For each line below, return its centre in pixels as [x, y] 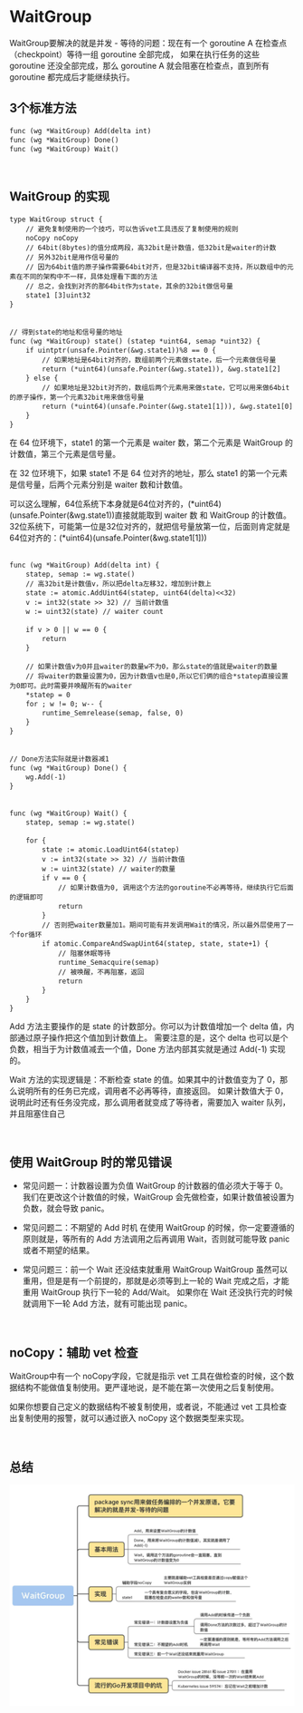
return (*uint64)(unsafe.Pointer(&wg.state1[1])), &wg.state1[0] [168, 406]
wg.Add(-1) [46, 777]
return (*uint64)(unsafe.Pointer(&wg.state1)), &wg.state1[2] [161, 369]
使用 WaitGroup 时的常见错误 [91, 1162]
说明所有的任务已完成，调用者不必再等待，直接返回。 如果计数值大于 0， [152, 1091]
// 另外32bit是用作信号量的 [72, 257]
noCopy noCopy [52, 238]
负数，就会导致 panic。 [66, 1209]
